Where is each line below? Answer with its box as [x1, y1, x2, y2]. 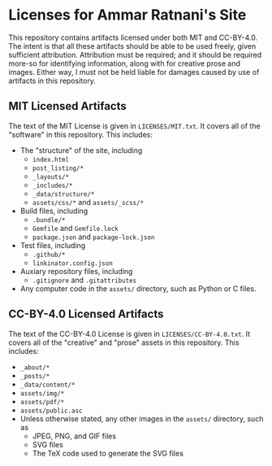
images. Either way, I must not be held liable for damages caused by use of [8, 67, 260, 76]
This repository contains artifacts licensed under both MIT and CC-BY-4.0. [8, 33, 258, 42]
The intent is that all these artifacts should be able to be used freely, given [8, 41, 257, 50]
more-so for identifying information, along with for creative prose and [8, 59, 241, 68]
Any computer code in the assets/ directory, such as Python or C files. [19, 283, 257, 294]
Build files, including [19, 206, 89, 216]
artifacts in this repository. [8, 76, 96, 85]
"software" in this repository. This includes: [8, 129, 153, 139]
